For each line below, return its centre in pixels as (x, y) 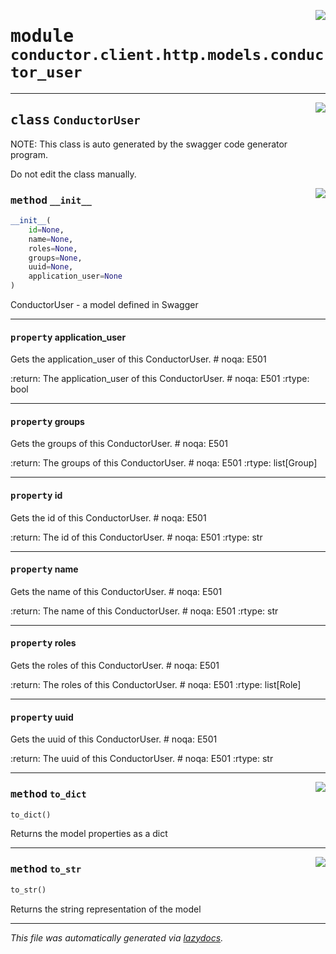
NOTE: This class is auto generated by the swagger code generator (149, 144)
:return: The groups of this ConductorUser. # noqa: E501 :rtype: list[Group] (164, 463)
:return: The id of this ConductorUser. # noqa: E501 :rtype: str (136, 537)
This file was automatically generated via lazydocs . (117, 937)
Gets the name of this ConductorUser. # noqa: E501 (116, 591)
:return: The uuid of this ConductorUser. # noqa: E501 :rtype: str (142, 759)
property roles (43, 643)
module (42, 36)
